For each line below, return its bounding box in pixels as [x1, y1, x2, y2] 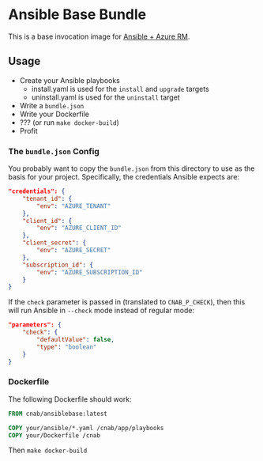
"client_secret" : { [22, 239, 87, 247]
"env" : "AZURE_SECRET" [36, 247, 111, 255]
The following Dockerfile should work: [8, 394, 132, 404]
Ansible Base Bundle [8, 6, 147, 24]
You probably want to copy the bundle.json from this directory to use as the [8, 164, 255, 173]
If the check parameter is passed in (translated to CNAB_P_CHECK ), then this [8, 297, 246, 307]
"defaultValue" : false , [36, 336, 115, 344]
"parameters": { [8, 321, 62, 329]
